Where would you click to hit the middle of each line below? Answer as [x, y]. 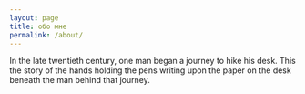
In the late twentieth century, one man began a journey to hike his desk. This [152, 61]
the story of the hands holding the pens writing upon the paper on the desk [150, 70]
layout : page [34, 18]
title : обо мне [38, 26]
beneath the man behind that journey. [80, 80]
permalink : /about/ [46, 35]
